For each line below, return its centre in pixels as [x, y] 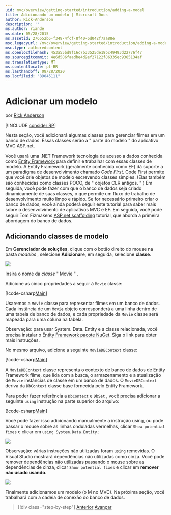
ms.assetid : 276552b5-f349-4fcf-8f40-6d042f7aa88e [60, 39]
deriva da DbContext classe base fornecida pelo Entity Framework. [75, 386]
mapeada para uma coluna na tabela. [44, 319]
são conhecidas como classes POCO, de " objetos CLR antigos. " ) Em [79, 183]
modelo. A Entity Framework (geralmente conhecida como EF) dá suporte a [84, 166]
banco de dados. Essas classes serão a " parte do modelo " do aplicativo [82, 140]
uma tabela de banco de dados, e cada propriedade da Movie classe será [82, 314]
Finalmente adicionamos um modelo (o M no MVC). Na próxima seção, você [85, 492]
